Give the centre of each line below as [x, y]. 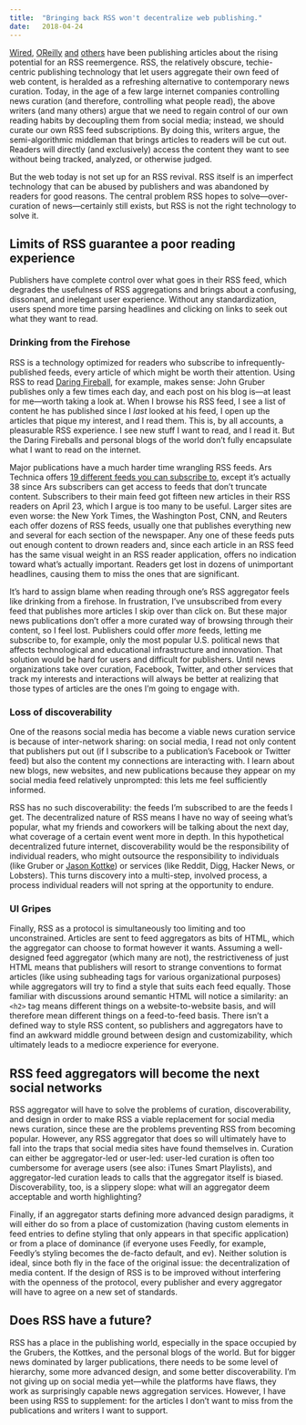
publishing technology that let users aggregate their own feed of [158, 72]
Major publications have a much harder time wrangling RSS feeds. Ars [141, 467]
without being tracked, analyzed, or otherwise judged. [111, 159]
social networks [56, 1087]
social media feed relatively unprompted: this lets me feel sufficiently [138, 780]
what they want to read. [54, 319]
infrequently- [260, 362]
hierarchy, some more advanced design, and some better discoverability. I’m [153, 1371]
